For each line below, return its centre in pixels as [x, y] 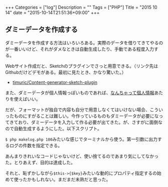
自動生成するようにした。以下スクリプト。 [58, 128]
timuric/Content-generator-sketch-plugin [55, 82]
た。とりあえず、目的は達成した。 [40, 162]
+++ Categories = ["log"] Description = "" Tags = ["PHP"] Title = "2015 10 [81, 7]
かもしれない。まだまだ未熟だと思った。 [69, 179]
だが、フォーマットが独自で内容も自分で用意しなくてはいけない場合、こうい [84, 110]
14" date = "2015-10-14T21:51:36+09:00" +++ [52, 13]
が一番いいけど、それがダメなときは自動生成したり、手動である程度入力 [80, 49]
